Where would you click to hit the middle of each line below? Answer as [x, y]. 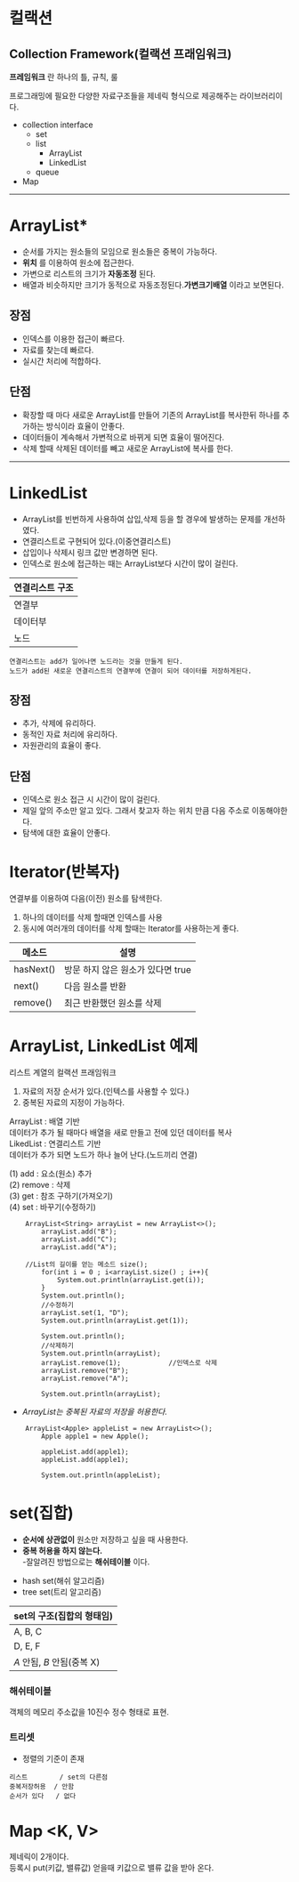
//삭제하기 [57, 1345]
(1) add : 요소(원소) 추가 [51, 1174]
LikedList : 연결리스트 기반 [55, 1143]
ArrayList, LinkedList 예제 [104, 1046]
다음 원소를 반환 [95, 987]
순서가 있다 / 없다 [43, 1796]
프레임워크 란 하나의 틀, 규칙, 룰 [64, 77]
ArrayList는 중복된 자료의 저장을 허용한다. [94, 1412]
